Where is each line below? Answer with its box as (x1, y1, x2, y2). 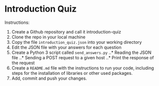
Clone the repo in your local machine (11, 34, 86, 40)
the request (11, 60, 35, 66)
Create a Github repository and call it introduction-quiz (11, 29, 121, 34)
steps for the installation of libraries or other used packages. (11, 70, 133, 76)
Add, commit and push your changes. (11, 75, 87, 81)
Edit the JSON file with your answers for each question (11, 44, 122, 50)
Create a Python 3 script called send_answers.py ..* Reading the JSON (11, 50, 152, 55)
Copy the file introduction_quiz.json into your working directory (11, 39, 142, 45)
